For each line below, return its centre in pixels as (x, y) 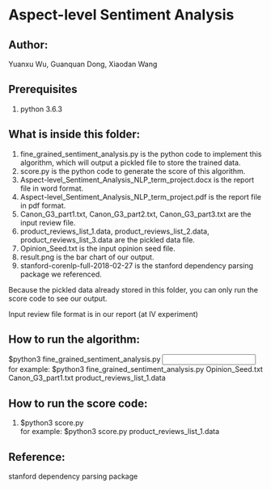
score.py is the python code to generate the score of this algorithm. (133, 171)
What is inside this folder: (74, 135)
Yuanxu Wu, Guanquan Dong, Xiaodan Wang (83, 64)
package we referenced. (61, 274)
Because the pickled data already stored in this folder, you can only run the (133, 289)
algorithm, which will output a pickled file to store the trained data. (130, 162)
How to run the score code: (78, 403)
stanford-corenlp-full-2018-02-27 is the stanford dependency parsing (136, 265)
